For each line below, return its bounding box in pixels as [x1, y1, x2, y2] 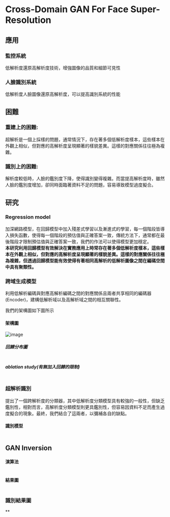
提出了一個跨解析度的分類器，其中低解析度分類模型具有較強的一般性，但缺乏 [5, 397, 165, 404]
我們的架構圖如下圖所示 [5, 307, 54, 314]
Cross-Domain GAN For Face [5, 4, 129, 15]
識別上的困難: [5, 163, 38, 170]
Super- [130, 4, 160, 15]
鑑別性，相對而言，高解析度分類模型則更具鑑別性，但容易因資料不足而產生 [5, 404, 160, 410]
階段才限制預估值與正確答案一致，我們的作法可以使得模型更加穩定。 [9, 238, 152, 245]
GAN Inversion [5, 444, 52, 453]
